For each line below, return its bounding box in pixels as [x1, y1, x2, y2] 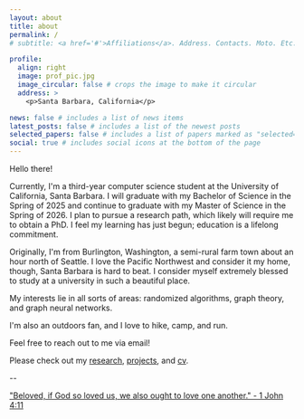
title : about [9, 22, 59, 31]
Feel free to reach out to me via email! [9, 338, 151, 348]
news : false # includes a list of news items [9, 113, 184, 122]
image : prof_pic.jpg [17, 71, 95, 81]
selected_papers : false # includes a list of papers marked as [9, 130, 253, 139]
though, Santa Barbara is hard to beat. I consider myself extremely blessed [9, 266, 289, 276]
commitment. [9, 229, 59, 240]
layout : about [9, 13, 63, 23]
